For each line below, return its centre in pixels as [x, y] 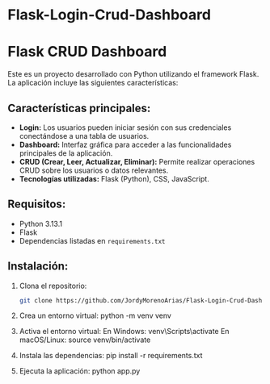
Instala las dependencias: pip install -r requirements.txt [111, 356]
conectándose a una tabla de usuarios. [84, 136]
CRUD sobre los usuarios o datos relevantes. [94, 170]
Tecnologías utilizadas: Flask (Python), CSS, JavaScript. [114, 178]
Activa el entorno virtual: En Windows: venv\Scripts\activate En [124, 332]
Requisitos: [37, 205]
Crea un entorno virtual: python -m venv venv [95, 315]
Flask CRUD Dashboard [87, 52]
